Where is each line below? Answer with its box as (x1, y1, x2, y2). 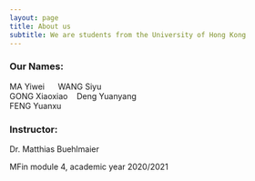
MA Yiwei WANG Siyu (9, 81, 102, 92)
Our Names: (9, 60, 64, 73)
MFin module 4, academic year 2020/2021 (9, 161, 168, 172)
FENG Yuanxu (9, 100, 62, 111)
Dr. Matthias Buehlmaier (9, 143, 100, 155)
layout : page (9, 13, 59, 23)
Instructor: (9, 123, 58, 136)
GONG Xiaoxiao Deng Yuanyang (9, 90, 137, 101)
